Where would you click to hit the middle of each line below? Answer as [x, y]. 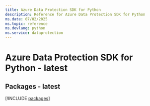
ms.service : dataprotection [34, 33]
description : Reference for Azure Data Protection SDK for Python [75, 14]
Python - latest [37, 68]
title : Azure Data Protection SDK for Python [53, 10]
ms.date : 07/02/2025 [27, 19]
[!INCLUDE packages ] [28, 98]
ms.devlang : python [25, 28]
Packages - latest [33, 86]
